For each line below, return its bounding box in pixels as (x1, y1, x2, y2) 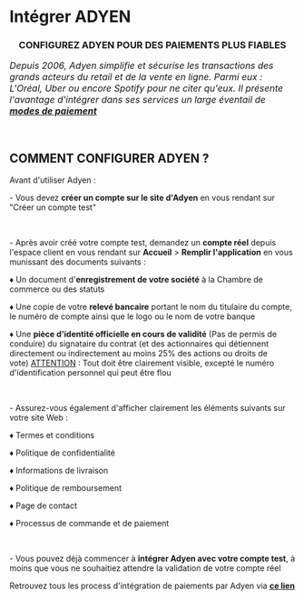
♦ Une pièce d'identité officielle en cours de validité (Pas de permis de (9, 329, 278, 340)
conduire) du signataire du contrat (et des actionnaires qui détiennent (9, 338, 270, 349)
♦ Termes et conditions (9, 430, 95, 441)
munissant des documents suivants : (9, 256, 147, 267)
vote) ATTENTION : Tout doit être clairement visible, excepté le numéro (9, 357, 275, 369)
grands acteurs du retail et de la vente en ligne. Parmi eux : (9, 71, 263, 84)
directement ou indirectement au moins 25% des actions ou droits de (9, 348, 268, 359)
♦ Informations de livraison (9, 465, 109, 476)
